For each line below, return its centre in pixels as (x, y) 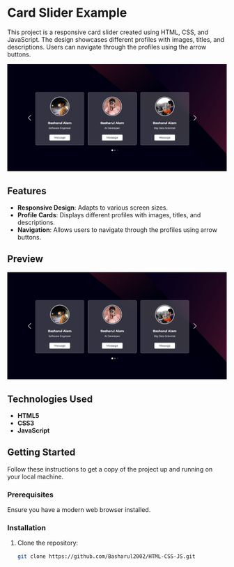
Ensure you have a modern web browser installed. (79, 510)
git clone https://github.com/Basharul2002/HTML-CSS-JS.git (106, 557)
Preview (25, 259)
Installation (27, 528)
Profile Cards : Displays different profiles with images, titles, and (109, 215)
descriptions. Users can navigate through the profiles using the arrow (107, 47)
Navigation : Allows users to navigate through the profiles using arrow (117, 230)
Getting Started (41, 452)
